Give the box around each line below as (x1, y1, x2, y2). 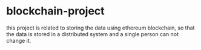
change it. (6, 37, 31, 44)
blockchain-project (6, 4, 105, 18)
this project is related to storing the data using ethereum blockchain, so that (6, 24, 195, 31)
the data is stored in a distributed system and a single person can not (6, 30, 179, 37)
